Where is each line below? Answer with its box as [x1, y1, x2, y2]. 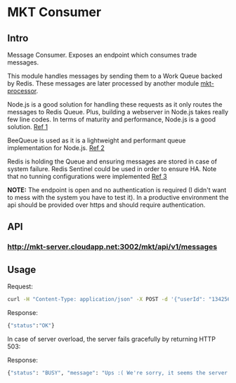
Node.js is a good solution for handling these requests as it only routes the [7, 100, 223, 109]
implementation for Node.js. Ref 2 [7, 144, 105, 152]
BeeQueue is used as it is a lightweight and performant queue [7, 136, 186, 145]
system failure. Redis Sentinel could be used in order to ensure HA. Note [7, 165, 217, 173]
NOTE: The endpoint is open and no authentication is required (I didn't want [7, 186, 227, 194]
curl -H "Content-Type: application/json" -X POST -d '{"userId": [7, 296, 206, 303]
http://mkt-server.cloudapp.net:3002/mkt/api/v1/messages [7, 242, 218, 252]
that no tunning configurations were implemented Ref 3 [7, 173, 167, 180]
